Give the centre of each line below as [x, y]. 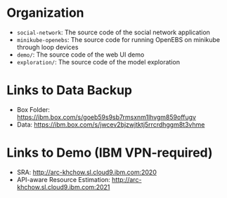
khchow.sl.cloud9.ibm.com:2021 [63, 187]
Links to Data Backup [70, 91]
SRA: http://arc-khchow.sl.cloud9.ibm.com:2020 [87, 172]
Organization [45, 13]
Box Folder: [33, 109]
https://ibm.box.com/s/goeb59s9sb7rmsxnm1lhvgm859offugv [106, 117]
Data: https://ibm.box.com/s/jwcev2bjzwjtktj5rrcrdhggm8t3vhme [111, 125]
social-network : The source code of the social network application [113, 32]
